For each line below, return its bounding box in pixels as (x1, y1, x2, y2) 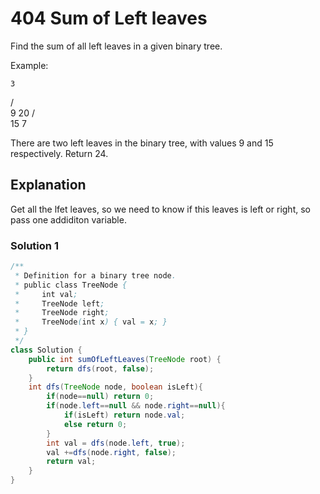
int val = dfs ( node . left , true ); (46, 438, 186, 448)
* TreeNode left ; (14, 298, 105, 309)
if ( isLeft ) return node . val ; (63, 410, 186, 421)
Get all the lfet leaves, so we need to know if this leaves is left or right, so (10, 203, 311, 215)
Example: (10, 59, 49, 71)
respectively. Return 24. (10, 147, 109, 159)
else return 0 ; (63, 419, 128, 429)
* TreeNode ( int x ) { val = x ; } (14, 317, 168, 327)
